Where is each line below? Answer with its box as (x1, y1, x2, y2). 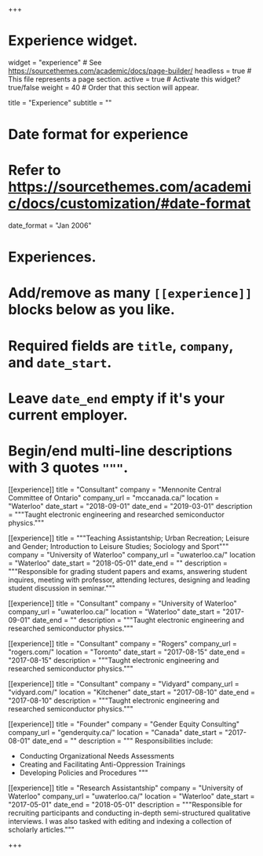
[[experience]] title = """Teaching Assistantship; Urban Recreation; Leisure (8, 533, 250, 543)
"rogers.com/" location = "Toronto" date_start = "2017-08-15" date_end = (8, 647, 246, 657)
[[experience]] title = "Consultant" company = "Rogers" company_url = (8, 638, 238, 648)
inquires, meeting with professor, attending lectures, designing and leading (8, 575, 250, 584)
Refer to (8, 162, 61, 179)
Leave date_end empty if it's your (8, 390, 225, 407)
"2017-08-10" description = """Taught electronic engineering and (8, 696, 220, 705)
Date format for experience (8, 126, 188, 144)
